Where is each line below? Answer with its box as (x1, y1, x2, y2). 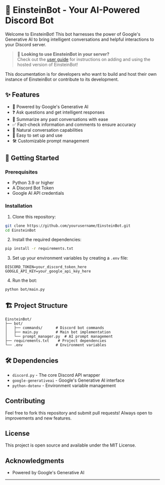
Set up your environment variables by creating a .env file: (12, 255, 129, 261)
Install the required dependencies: (12, 237, 82, 242)
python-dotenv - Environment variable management (12, 382, 116, 388)
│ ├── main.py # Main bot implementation (5, 330, 111, 335)
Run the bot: (12, 277, 37, 283)
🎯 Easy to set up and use (12, 132, 63, 138)
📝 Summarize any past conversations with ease (12, 116, 109, 122)
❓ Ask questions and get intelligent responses (12, 109, 105, 115)
